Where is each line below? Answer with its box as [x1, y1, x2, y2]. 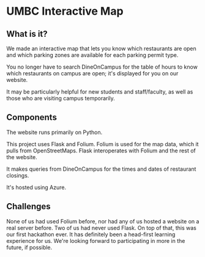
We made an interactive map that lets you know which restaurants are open [6, 45, 197, 52]
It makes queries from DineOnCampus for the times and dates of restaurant [6, 165, 196, 173]
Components [6, 112, 57, 123]
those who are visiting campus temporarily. [6, 95, 115, 102]
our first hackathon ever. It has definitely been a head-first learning [6, 231, 176, 238]
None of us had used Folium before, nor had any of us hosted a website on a [6, 217, 199, 225]
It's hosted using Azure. [6, 184, 67, 191]
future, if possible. [6, 244, 53, 251]
